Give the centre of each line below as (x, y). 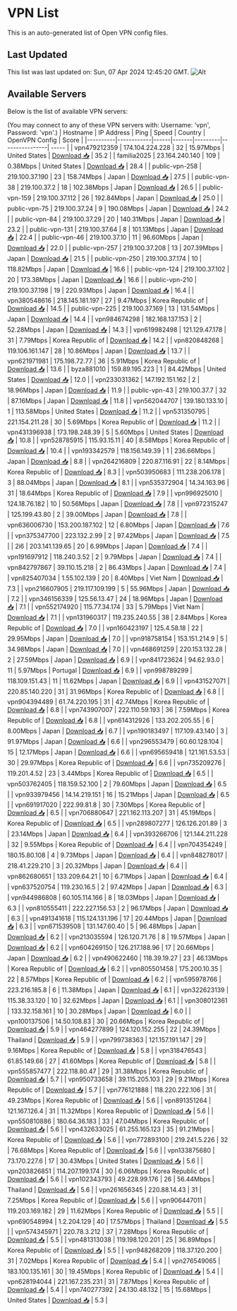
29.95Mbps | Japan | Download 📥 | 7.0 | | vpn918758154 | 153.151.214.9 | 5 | (117, 639)
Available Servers (47, 94)
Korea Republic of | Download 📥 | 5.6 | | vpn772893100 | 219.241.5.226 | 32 (118, 1139)
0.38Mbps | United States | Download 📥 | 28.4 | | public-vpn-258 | (105, 166)
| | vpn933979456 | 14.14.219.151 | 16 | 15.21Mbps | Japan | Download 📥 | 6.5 (119, 794)
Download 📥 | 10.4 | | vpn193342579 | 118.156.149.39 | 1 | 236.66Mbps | (111, 450)
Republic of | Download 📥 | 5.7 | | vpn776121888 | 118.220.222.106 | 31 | (112, 1090)
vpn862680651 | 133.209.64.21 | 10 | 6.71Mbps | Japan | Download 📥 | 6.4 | (117, 876)
